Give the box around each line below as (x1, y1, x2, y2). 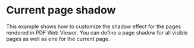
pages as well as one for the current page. (6, 35, 110, 42)
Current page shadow (6, 4, 116, 17)
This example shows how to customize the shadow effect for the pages (6, 23, 182, 30)
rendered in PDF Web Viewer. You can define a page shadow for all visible (6, 29, 188, 36)
